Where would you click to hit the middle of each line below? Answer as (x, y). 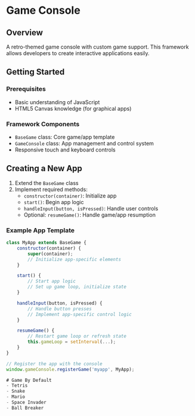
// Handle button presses (60, 309)
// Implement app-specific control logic (80, 314)
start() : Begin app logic (54, 202)
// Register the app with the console (54, 364)
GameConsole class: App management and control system (84, 143)
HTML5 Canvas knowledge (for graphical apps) (73, 108)
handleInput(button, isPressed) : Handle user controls (91, 208)
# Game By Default (29, 380)
